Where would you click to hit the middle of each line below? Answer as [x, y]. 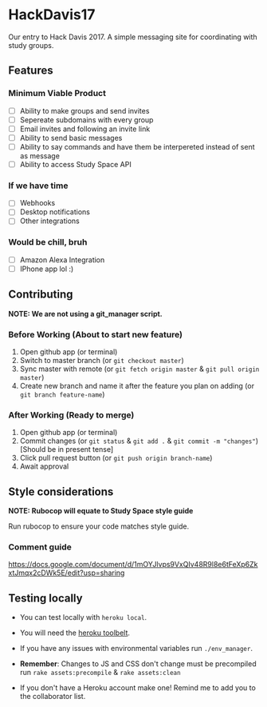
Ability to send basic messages [71, 138]
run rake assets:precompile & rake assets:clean [100, 673]
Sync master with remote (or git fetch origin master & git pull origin [139, 369]
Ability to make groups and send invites [84, 110]
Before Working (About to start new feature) [96, 334]
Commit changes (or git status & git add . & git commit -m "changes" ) [139, 441]
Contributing [41, 295]
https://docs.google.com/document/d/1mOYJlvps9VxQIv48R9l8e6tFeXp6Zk [133, 565]
